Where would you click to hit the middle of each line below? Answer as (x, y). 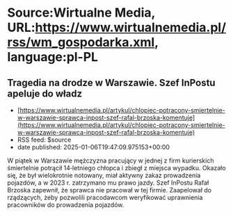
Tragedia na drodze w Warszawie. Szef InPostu (111, 82)
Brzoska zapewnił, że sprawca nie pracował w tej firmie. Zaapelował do (110, 190)
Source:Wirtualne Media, (81, 13)
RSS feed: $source (44, 140)
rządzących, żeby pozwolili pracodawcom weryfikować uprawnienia (105, 197)
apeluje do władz (45, 93)
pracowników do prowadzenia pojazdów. (66, 205)
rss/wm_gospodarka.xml (81, 42)
